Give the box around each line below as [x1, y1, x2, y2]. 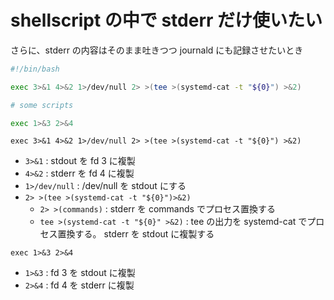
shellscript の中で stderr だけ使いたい [10, 9, 323, 32]
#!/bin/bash [10, 64, 60, 74]
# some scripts [10, 100, 74, 110]
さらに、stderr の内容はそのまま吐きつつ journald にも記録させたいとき [10, 44, 304, 56]
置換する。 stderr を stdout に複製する [57, 228, 215, 240]
